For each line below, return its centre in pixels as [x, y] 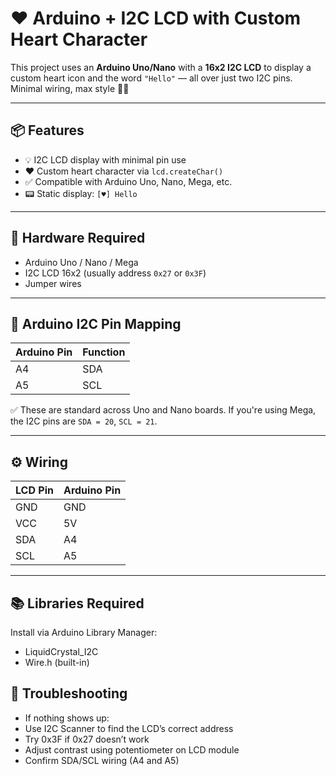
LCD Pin [34, 490]
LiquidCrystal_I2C [61, 651]
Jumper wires [53, 283]
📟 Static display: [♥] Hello [81, 193]
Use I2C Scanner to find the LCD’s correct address [129, 728]
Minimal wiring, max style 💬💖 [70, 88]
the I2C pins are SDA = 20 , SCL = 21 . [84, 421]
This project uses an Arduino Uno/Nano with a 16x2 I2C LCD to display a [161, 67]
